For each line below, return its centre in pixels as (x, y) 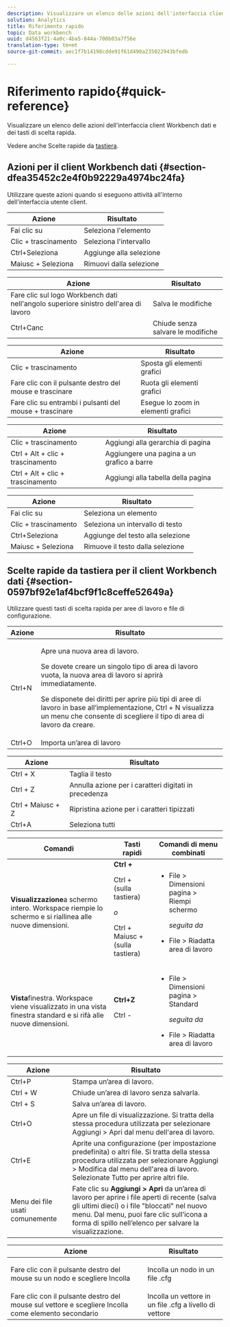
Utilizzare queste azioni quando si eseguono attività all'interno (95, 194)
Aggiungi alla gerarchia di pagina (158, 442)
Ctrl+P (21, 1082)
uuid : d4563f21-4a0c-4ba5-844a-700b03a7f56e (72, 39)
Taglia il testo (90, 774)
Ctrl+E (21, 1160)
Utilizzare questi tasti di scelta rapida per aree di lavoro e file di (96, 609)
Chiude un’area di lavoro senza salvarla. (136, 1093)
